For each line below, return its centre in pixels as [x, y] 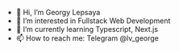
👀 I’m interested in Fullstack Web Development [93, 21]
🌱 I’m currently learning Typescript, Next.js [87, 29]
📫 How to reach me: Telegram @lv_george [87, 38]
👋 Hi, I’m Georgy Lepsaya [58, 12]
